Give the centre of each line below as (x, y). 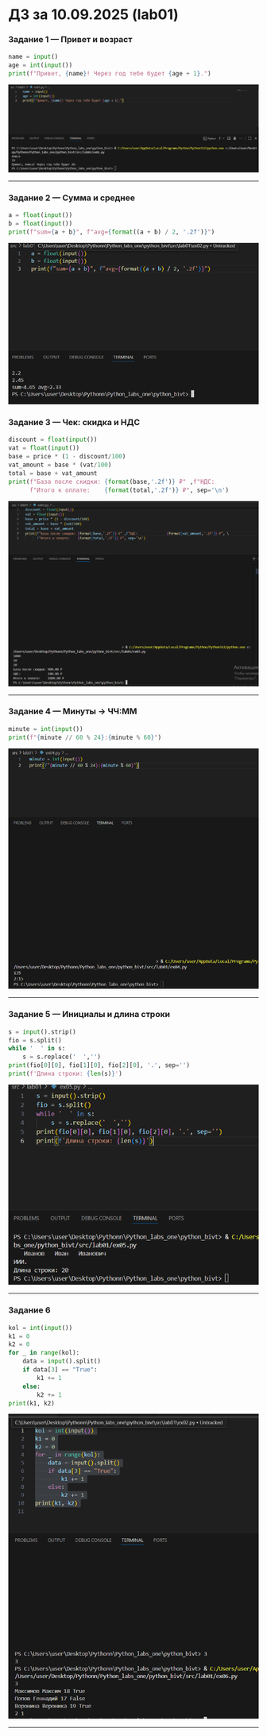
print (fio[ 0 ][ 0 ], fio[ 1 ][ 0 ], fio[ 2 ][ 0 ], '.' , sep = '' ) (99, 1065)
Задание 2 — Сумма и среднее (72, 198)
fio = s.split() (35, 1040)
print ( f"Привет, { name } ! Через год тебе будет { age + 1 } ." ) (110, 74)
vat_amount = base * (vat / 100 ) (60, 465)
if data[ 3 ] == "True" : (60, 1370)
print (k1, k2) (32, 1403)
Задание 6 (29, 1310)
